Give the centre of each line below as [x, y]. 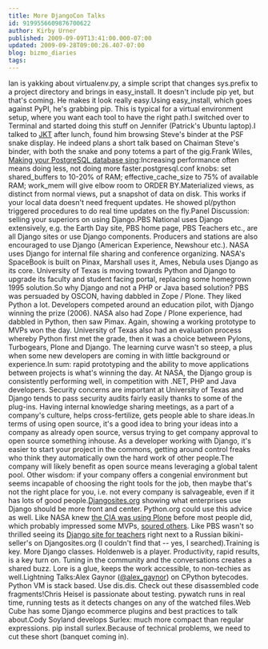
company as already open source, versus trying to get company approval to [133, 432]
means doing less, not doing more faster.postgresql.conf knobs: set [120, 168]
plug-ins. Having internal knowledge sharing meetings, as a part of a [121, 406]
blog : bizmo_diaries [43, 53]
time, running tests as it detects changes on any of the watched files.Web [129, 603]
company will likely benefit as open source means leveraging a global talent [133, 466]
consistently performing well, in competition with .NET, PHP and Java [122, 381]
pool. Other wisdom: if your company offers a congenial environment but [128, 474]
